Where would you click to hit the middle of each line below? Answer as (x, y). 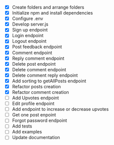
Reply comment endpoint (38, 58)
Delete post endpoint (34, 64)
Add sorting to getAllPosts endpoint (49, 81)
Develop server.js (30, 24)
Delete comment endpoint (39, 69)
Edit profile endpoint (33, 104)
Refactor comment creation (40, 92)
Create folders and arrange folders (48, 7)
